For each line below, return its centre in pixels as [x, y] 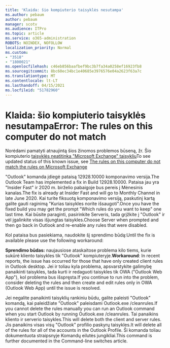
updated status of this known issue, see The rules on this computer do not [83, 162]
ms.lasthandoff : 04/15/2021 [35, 85]
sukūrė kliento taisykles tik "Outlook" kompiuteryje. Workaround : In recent [83, 256]
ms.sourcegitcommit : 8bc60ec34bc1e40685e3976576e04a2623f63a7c [74, 72]
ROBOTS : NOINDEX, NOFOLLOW [34, 43]
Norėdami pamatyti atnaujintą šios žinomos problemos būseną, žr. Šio [78, 151]
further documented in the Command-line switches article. [66, 341]
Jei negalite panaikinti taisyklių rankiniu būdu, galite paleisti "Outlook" [78, 298]
